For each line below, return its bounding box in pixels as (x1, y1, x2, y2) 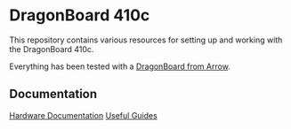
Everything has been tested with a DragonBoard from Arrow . (9, 61, 231, 72)
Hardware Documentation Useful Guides (9, 110, 158, 120)
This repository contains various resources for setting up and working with (9, 34, 283, 45)
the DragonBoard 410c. (9, 43, 94, 54)
